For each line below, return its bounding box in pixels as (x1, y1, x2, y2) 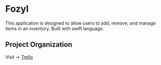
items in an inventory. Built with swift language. (5, 25, 104, 31)
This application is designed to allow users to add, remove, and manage (5, 20, 156, 26)
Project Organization (5, 40, 72, 49)
